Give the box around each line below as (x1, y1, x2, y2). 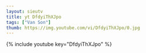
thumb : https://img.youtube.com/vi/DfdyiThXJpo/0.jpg (6, 24, 141, 31)
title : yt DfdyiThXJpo (6, 14, 62, 20)
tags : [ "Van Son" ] (6, 19, 51, 25)
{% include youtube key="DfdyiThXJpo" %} (6, 41, 113, 48)
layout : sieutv (6, 8, 43, 15)
